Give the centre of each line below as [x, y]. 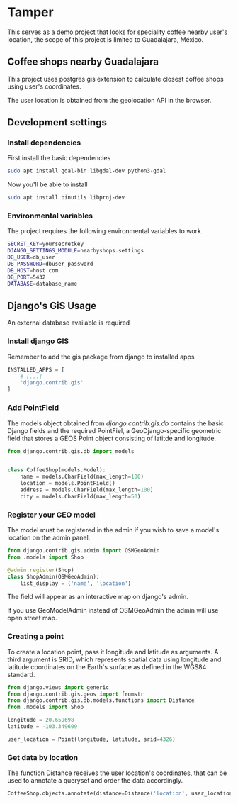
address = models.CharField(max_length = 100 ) [87, 490]
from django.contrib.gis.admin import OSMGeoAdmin [84, 551]
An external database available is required [69, 323]
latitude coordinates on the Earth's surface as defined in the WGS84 [107, 666]
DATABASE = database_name [42, 284]
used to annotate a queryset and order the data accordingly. [95, 781]
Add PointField [33, 408]
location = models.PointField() [68, 484]
